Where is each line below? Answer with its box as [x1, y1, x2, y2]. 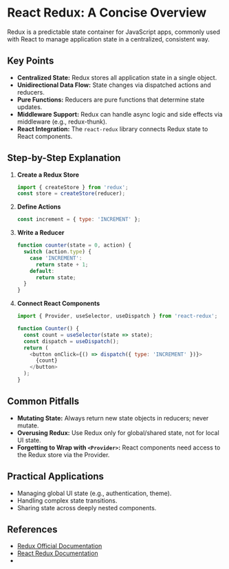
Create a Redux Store [17, 171, 79, 179]
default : [30, 267, 55, 274]
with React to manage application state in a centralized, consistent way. [7, 35, 210, 43]
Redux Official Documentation [17, 542, 102, 550]
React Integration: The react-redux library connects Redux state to [17, 124, 208, 133]
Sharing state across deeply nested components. [17, 503, 157, 512]
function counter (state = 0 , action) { [17, 242, 132, 249]
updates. [17, 102, 43, 111]
